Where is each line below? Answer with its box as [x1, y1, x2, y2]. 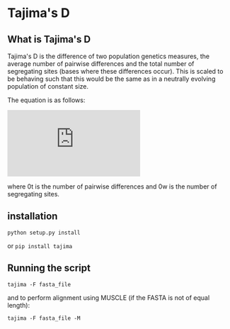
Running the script [7, 262, 91, 274]
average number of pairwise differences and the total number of [7, 60, 195, 68]
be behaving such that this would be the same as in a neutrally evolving [7, 74, 216, 83]
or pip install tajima [7, 241, 73, 250]
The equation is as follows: [7, 96, 86, 104]
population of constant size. [7, 82, 89, 90]
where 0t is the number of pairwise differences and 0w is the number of [7, 182, 217, 191]
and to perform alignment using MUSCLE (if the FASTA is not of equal [7, 293, 210, 302]
